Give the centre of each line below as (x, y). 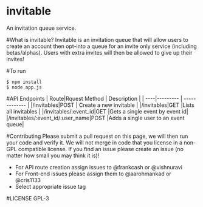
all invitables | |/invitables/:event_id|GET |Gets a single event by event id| (97, 111)
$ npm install (24, 82)
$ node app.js (24, 87)
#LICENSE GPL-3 (28, 198)
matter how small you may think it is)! (53, 155)
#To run (16, 70)
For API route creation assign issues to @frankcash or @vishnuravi (98, 167)
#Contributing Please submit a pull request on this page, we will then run (97, 136)
